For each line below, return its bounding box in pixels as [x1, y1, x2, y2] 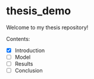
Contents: [6, 35, 30, 42]
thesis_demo [6, 4, 71, 18]
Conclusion [14, 67, 43, 74]
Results [14, 61, 33, 68]
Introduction [14, 46, 45, 54]
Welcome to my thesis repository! [6, 24, 89, 31]
